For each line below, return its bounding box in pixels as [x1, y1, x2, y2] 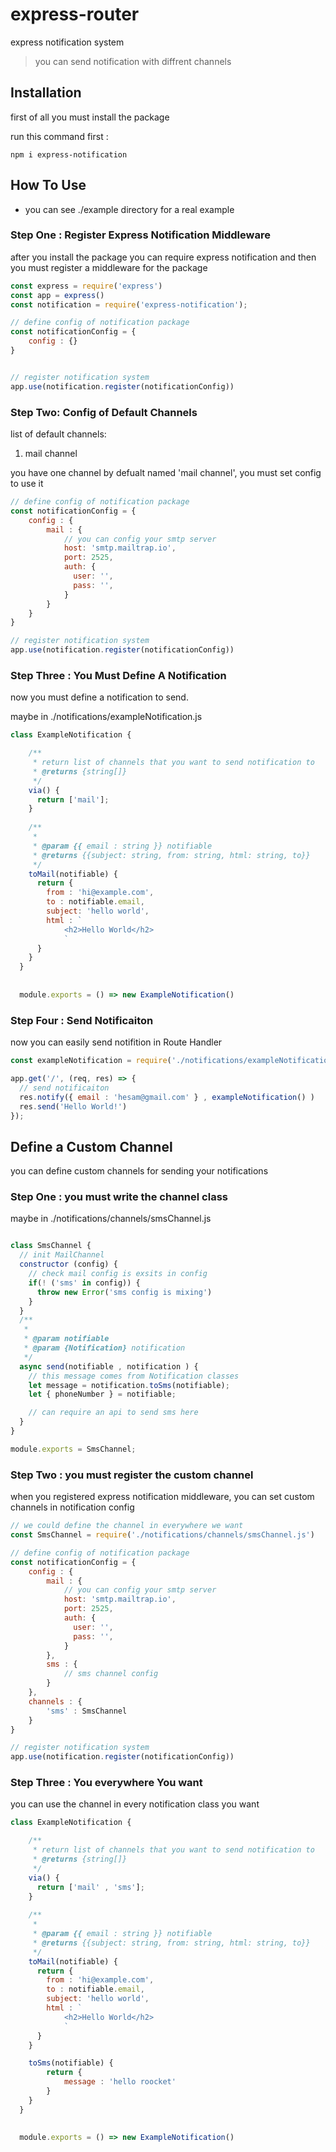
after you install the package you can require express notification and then [10, 251, 317, 263]
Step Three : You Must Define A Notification [10, 668, 227, 682]
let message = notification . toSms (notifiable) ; [28, 1380, 230, 1390]
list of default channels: [10, 428, 107, 440]
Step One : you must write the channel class [10, 1190, 228, 1204]
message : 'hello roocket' [63, 2077, 177, 2087]
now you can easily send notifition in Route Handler [10, 1036, 223, 1048]
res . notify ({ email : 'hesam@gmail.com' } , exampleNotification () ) [19, 1092, 315, 1102]
